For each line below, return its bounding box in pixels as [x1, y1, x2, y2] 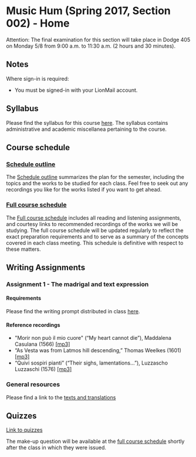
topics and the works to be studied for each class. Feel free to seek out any [6, 180, 188, 187]
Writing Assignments [6, 262, 86, 272]
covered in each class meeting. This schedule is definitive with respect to [6, 239, 184, 246]
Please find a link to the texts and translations [6, 393, 116, 401]
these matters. [6, 246, 41, 253]
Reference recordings [6, 321, 60, 328]
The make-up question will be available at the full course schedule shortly [6, 438, 185, 445]
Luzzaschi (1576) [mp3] [14, 366, 72, 373]
